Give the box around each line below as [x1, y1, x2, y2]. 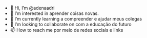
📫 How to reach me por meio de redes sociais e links [10, 27, 123, 33]
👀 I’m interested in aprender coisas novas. [10, 10, 99, 16]
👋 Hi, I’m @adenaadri [10, 5, 55, 11]
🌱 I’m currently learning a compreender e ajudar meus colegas [10, 16, 142, 22]
